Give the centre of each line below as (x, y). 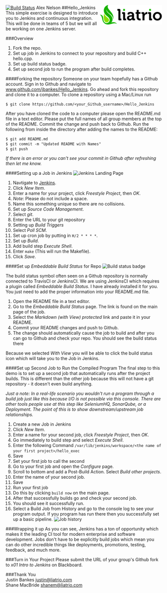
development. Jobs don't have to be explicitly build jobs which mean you (80, 539)
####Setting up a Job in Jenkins (39, 173)
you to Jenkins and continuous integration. (49, 18)
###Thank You (21, 574)
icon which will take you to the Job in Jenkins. (53, 358)
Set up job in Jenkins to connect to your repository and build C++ (80, 53)
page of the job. (29, 312)
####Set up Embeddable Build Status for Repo (54, 266)
